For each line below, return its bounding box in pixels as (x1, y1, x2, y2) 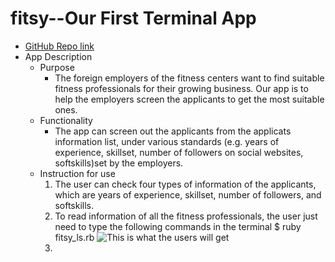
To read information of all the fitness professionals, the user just (54, 210, 318, 222)
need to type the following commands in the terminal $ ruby (54, 220, 302, 232)
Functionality (39, 114, 93, 126)
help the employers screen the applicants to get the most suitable (54, 93, 325, 105)
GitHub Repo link (24, 40, 95, 52)
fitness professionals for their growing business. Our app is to (54, 82, 309, 94)
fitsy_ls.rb (54, 231, 95, 243)
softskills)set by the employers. (54, 157, 184, 169)
